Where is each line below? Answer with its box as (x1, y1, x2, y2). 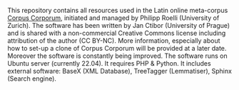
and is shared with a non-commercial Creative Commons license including (7, 29, 226, 37)
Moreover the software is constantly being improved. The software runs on (7, 51, 228, 60)
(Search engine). (7, 74, 57, 83)
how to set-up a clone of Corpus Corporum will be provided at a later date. (7, 44, 227, 52)
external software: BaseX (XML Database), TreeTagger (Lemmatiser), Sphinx (7, 67, 232, 75)
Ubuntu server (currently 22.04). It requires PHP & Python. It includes (7, 59, 212, 67)
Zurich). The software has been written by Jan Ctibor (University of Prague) (7, 21, 230, 29)
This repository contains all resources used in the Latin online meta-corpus (7, 6, 228, 14)
